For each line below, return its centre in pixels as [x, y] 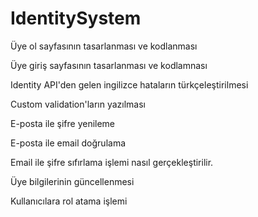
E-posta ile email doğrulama [68, 143]
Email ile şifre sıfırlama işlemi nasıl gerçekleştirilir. [112, 162]
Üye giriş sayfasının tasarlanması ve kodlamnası [109, 65]
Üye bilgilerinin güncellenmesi [72, 181]
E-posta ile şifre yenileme [63, 123]
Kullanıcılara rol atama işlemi [69, 201]
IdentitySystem [76, 18]
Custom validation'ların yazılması [78, 104]
